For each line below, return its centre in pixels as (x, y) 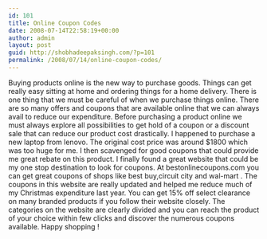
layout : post (30, 45)
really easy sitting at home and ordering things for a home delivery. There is (133, 91)
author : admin (32, 38)
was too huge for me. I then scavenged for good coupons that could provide (133, 150)
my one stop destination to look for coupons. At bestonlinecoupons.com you (133, 167)
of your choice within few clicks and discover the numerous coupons (122, 218)
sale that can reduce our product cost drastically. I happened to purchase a (132, 133)
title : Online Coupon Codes (55, 23)
